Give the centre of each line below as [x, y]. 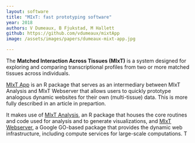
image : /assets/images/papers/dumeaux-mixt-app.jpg [71, 39]
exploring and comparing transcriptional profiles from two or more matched [98, 67]
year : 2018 [19, 22]
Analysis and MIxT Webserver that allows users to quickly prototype [89, 91]
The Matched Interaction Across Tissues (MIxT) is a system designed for [96, 61]
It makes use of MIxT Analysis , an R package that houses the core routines [97, 115]
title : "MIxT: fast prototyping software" [59, 17]
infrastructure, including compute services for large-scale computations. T [97, 134]
